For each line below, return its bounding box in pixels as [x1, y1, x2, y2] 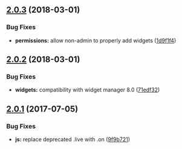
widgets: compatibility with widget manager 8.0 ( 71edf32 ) [15, 86, 160, 93]
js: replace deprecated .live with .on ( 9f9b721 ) [15, 136, 131, 143]
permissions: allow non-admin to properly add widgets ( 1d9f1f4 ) [15, 36, 177, 44]
